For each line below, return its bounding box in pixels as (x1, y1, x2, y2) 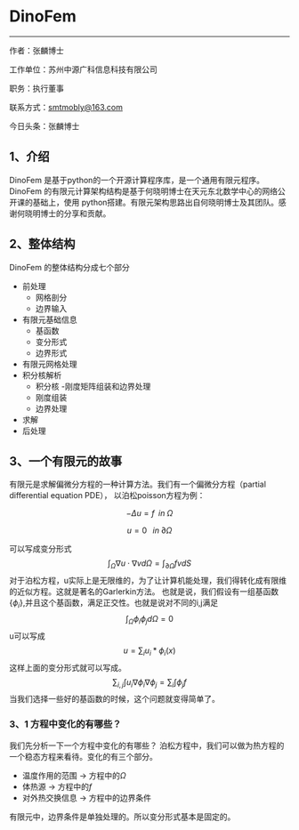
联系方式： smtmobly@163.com (9, 101, 123, 112)
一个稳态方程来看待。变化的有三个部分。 (9, 751, 158, 762)
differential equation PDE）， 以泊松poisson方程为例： (9, 490, 206, 501)
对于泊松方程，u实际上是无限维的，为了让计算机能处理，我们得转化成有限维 (9, 576, 287, 586)
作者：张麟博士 (9, 44, 64, 55)
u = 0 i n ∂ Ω (126, 525, 173, 536)
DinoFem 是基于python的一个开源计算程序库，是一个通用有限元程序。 (9, 174, 265, 185)
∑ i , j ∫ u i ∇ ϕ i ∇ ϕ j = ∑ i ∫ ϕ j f (112, 676, 187, 689)
